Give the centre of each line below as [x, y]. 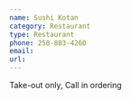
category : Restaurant [50, 26]
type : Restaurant [42, 34]
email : [22, 51]
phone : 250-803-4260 [48, 43]
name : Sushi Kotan [44, 18]
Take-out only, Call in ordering [65, 85]
